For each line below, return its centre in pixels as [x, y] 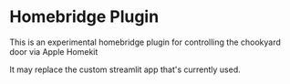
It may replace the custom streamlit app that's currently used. [125, 69]
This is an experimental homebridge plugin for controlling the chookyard [145, 42]
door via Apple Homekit [54, 51]
